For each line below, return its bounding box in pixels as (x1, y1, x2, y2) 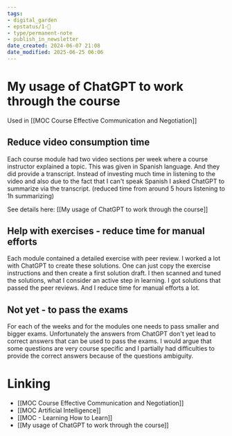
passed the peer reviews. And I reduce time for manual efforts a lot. (7, 284, 200, 292)
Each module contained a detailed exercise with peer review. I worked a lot (7, 254, 220, 263)
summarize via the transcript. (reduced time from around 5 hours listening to (7, 184, 225, 193)
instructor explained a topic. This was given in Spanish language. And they (7, 162, 220, 171)
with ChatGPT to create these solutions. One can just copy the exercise (7, 261, 211, 270)
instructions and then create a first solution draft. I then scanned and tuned (7, 269, 222, 277)
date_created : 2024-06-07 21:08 (7, 42, 100, 49)
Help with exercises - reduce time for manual (7, 225, 206, 237)
